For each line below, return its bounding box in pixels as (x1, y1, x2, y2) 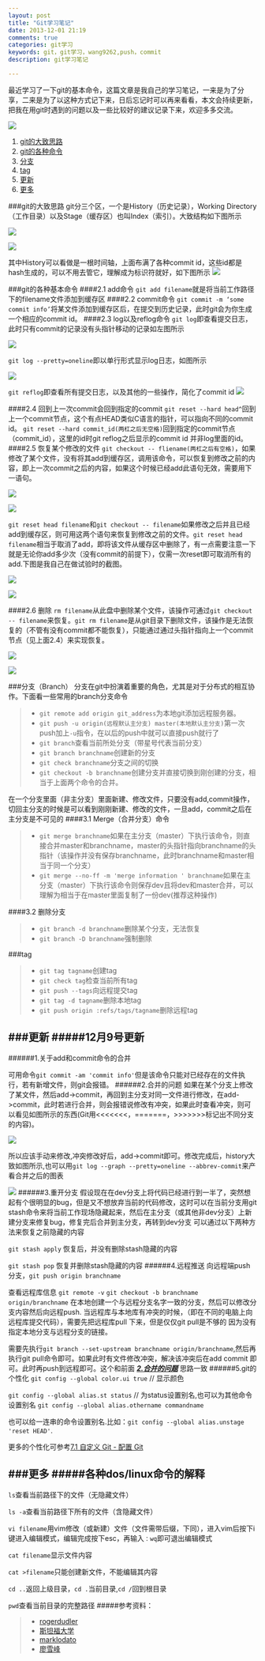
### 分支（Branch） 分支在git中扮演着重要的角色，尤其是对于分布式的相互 (8, 681, 248, 691)
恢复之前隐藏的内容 (21, 1227, 84, 1236)
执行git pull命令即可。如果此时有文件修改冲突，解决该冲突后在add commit (8, 1353, 248, 1363)
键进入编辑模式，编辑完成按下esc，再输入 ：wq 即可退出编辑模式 (8, 1533, 213, 1542)
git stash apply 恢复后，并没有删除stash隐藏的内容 (8, 1244, 177, 1253)
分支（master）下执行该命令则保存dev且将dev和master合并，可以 (39, 880, 254, 889)
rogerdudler (39, 1616, 79, 1625)
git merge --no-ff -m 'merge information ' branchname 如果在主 (39, 870, 251, 880)
